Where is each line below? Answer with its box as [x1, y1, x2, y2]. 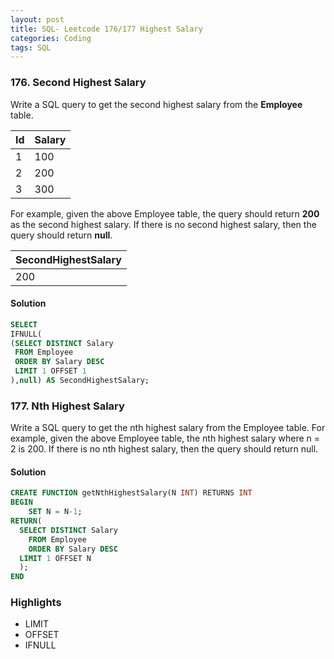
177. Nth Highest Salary [10, 399, 125, 413]
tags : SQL [10, 42, 52, 53]
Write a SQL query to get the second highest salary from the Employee [10, 98, 303, 110]
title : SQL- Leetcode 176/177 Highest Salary [10, 24, 203, 34]
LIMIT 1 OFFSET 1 [14, 366, 87, 376]
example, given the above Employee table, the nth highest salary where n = [10, 432, 321, 445]
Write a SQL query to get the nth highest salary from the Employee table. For [10, 422, 326, 434]
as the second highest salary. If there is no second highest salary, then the [10, 218, 317, 230]
